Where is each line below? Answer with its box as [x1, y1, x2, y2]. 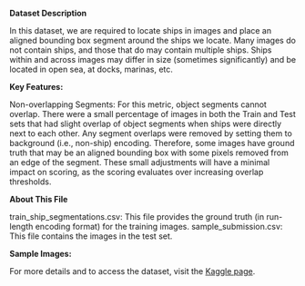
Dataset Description [9, 8, 87, 18]
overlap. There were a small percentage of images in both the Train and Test [9, 109, 296, 119]
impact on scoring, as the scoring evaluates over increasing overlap [9, 167, 264, 177]
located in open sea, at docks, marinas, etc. [9, 64, 173, 74]
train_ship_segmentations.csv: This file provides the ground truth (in [9, 212, 265, 222]
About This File [9, 194, 68, 204]
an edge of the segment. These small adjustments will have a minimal [9, 157, 270, 167]
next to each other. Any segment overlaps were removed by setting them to [9, 128, 293, 139]
